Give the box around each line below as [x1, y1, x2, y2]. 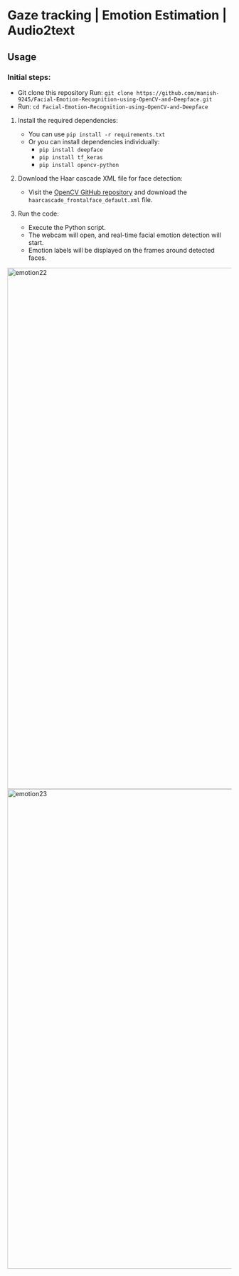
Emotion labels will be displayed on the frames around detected [28, 246, 215, 254]
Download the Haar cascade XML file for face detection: [17, 174, 183, 182]
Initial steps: [7, 72, 51, 82]
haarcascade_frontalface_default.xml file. [28, 195, 153, 204]
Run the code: [17, 209, 59, 218]
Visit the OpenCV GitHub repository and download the [28, 188, 187, 196]
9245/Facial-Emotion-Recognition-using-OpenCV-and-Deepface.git [17, 96, 213, 103]
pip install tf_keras [38, 154, 103, 161]
